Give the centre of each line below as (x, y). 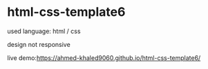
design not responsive (39, 44)
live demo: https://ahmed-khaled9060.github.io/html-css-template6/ (104, 58)
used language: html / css (44, 31)
